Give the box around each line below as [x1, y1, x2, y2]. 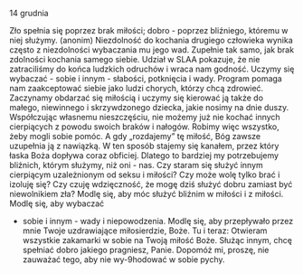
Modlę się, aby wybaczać [9, 198, 105, 209]
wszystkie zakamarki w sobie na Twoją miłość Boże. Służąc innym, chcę [22, 235, 292, 245]
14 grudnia [9, 8, 49, 18]
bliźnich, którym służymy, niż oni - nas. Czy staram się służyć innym [9, 160, 264, 170]
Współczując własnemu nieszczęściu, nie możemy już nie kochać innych [9, 112, 280, 122]
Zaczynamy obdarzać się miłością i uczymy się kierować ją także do [9, 92, 264, 103]
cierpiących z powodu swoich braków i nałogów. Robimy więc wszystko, [9, 121, 279, 132]
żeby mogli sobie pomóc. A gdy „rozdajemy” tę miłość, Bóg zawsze [9, 131, 261, 141]
